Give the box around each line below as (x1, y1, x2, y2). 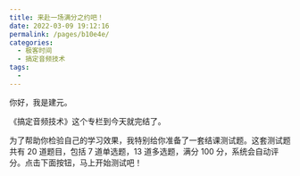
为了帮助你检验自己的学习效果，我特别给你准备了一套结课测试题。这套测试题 (9, 135, 291, 146)
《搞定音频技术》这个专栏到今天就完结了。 (9, 115, 166, 126)
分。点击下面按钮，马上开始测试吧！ (9, 157, 143, 168)
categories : (9, 38, 54, 47)
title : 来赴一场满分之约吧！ (9, 13, 104, 22)
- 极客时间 (17, 46, 53, 55)
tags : (9, 63, 29, 72)
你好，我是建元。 (9, 96, 72, 107)
